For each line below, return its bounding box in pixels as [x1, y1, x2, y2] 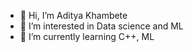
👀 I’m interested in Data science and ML [19, 20, 184, 32]
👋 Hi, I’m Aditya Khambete [19, 10, 128, 21]
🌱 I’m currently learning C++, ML [19, 31, 155, 42]
